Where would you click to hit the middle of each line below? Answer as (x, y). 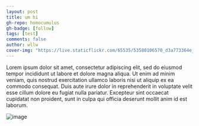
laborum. (17, 105)
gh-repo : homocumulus (33, 23)
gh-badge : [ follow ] (30, 28)
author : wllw (22, 45)
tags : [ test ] (22, 34)
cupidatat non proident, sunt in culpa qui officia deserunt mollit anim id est (97, 99)
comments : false (26, 39)
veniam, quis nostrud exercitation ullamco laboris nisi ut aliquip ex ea (90, 80)
